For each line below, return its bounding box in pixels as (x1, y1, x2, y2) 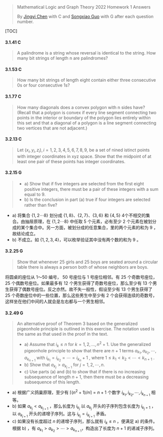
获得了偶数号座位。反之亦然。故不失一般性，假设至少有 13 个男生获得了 (9, 287, 153, 292)
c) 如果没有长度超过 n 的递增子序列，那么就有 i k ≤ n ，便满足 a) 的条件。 (12, 419, 158, 425)
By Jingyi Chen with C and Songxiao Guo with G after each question (17, 14, 154, 19)
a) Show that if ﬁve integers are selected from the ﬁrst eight (24, 181, 145, 186)
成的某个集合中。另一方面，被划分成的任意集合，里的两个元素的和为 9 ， (12, 224, 158, 230)
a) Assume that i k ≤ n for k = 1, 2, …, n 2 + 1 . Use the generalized (24, 341, 151, 348)
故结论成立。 (12, 231, 38, 237)
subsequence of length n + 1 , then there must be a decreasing (24, 374, 149, 380)
